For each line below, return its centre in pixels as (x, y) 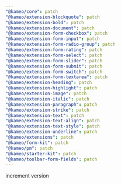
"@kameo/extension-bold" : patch (45, 22)
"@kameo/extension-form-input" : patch (53, 39)
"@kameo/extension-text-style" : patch (53, 126)
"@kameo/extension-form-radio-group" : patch (61, 45)
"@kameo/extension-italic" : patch (48, 99)
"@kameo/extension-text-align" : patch (53, 121)
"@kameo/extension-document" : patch (50, 28)
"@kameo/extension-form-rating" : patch (54, 50)
